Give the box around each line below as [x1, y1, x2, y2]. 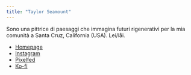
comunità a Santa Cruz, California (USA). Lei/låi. [6, 31, 125, 39]
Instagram [14, 49, 40, 57]
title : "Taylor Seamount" [6, 8, 71, 15]
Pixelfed [14, 56, 36, 63]
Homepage [14, 43, 43, 50]
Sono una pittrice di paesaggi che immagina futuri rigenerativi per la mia [6, 25, 186, 32]
